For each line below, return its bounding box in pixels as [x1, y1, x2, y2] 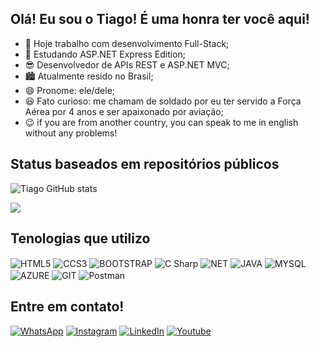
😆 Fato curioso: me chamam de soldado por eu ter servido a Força [24, 95, 302, 107]
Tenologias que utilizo [10, 230, 151, 247]
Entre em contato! [10, 298, 125, 316]
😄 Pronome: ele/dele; [24, 84, 116, 96]
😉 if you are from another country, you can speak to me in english [24, 116, 299, 128]
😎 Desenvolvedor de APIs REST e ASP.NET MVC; [24, 58, 230, 71]
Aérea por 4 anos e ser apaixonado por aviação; [24, 105, 224, 117]
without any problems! [24, 127, 118, 139]
